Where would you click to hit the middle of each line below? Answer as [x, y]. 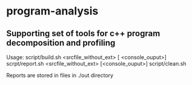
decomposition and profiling [61, 42]
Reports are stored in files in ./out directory [60, 75]
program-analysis [52, 11]
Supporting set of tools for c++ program [83, 33]
